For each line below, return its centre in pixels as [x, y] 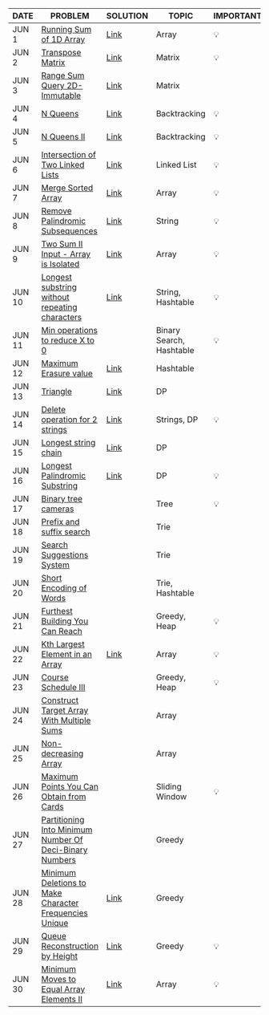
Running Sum [66, 29]
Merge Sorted [67, 188]
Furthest [57, 611]
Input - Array [66, 254]
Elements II [62, 999]
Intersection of [68, 154]
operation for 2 [69, 419]
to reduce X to [68, 340]
